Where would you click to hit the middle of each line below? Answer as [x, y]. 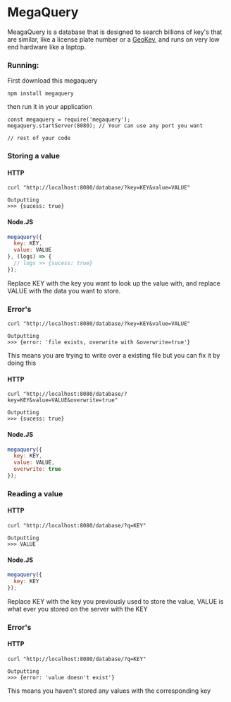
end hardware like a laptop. [47, 47]
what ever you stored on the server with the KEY [77, 609]
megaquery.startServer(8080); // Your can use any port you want [105, 126]
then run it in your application [50, 107]
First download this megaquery [52, 81]
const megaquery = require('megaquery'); [69, 120]
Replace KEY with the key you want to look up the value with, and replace [114, 283]
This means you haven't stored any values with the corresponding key [109, 691]
